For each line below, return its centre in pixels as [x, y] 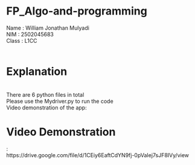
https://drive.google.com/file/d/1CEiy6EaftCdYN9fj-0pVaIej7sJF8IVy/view [97, 155]
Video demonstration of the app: [46, 108]
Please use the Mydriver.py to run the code [60, 101]
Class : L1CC [22, 40]
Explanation [37, 72]
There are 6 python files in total [45, 94]
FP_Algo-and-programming [77, 11]
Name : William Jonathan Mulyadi [48, 28]
